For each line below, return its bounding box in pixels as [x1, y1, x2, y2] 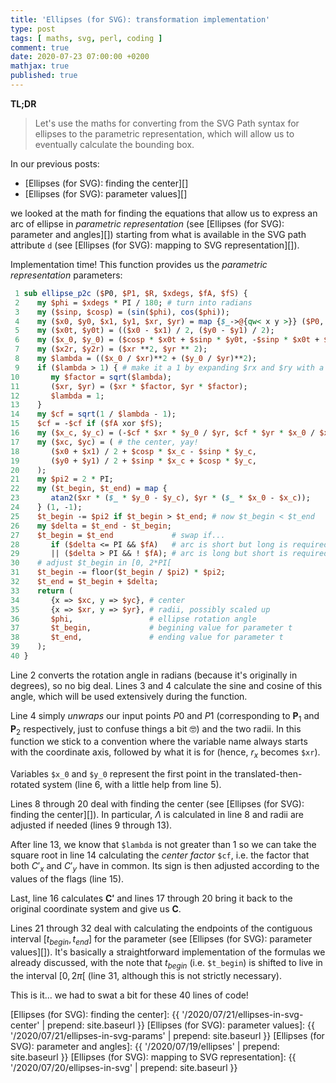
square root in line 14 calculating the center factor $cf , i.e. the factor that [10, 849, 310, 861]
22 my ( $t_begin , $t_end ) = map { [10, 484, 168, 494]
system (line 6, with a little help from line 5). [42, 779, 222, 791]
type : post [10, 24, 56, 34]
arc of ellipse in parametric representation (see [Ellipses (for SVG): [10, 217, 285, 230]
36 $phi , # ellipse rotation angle [10, 614, 257, 624]
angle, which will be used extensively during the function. [10, 690, 248, 702]
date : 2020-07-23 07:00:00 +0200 [10, 52, 150, 62]
